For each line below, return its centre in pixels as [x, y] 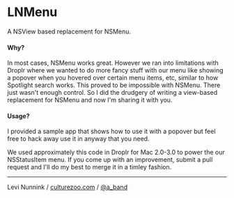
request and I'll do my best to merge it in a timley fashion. [89, 167]
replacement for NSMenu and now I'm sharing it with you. [90, 100]
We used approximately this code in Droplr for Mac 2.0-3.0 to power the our [116, 152]
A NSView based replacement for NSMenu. [69, 31]
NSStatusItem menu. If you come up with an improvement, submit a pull [110, 160]
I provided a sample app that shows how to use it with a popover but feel [111, 131]
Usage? [18, 116]
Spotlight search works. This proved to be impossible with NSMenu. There [114, 85]
